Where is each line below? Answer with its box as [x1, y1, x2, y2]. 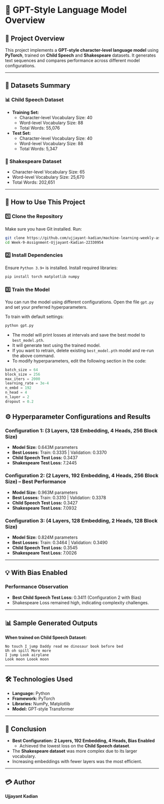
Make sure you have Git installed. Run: [5, 226, 82, 232]
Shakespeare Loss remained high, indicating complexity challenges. [12, 599, 149, 605]
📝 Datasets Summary [5, 82, 71, 90]
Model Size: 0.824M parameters [12, 534, 78, 540]
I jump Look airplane [5, 652, 49, 657]
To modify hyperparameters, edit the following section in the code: [12, 358, 146, 363]
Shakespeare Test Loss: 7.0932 [12, 505, 77, 511]
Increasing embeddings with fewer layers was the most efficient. [12, 759, 143, 764]
